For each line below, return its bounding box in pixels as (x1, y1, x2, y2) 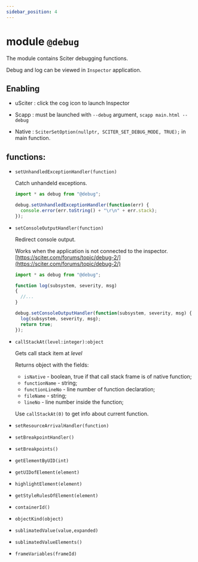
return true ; (20, 321, 53, 328)
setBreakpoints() (14, 446, 59, 452)
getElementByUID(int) (14, 457, 69, 463)
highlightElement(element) (14, 481, 83, 487)
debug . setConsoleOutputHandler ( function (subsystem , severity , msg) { (14, 310, 193, 316)
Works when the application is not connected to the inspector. (14, 247, 169, 254)
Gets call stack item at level (14, 349, 83, 356)
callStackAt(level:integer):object (14, 339, 104, 345)
